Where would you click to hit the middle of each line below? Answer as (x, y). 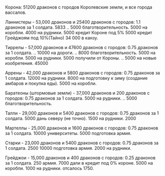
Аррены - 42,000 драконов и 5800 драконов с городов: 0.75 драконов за (83, 73)
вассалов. (16, 12)
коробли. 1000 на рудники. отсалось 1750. (50, 168)
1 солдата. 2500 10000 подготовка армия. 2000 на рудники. (68, 148)
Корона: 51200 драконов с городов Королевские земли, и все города (79, 7)
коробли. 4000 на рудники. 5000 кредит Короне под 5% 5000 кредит (79, 32)
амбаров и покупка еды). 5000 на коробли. (51, 83)
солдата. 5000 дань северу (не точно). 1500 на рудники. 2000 (71, 118)
